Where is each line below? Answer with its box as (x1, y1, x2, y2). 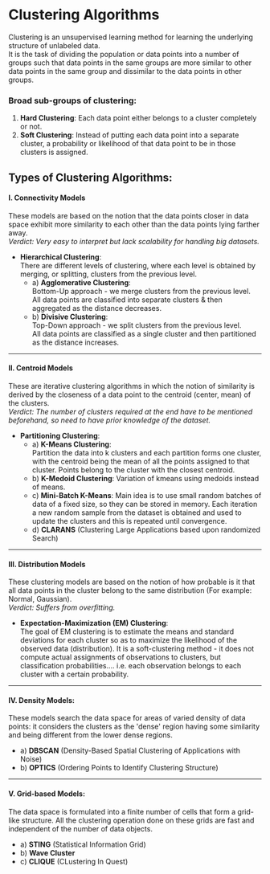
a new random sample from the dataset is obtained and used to (31, 508, 243, 517)
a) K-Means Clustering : (31, 439, 112, 449)
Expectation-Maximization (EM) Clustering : (19, 619, 169, 628)
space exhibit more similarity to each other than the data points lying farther (8, 219, 260, 229)
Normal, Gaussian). (8, 594, 72, 604)
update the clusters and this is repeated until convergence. (31, 517, 227, 526)
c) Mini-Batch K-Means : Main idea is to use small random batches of (31, 491, 262, 500)
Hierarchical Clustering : (19, 251, 102, 262)
